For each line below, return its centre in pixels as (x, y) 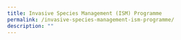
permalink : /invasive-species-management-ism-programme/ (91, 20)
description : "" (30, 26)
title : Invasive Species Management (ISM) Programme (85, 13)
